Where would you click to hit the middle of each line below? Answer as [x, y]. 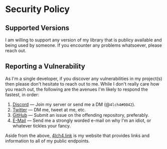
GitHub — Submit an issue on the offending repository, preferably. [81, 115]
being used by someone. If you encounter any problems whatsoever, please [83, 45]
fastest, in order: [22, 95]
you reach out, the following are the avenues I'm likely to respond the [76, 89]
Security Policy [38, 9]
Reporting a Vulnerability [45, 66]
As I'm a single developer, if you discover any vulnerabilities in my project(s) [84, 79]
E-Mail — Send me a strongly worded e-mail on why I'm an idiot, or [82, 120]
